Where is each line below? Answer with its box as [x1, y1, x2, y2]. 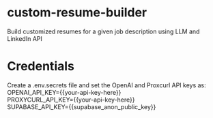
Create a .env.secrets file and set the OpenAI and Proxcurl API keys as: [7, 80, 206, 89]
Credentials [7, 59, 75, 74]
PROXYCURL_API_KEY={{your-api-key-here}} [7, 95, 135, 104]
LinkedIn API [7, 34, 43, 42]
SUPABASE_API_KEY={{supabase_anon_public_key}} [7, 102, 156, 110]
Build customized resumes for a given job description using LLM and [7, 27, 200, 35]
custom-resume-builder [7, 5, 147, 20]
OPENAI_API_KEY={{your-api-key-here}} [7, 88, 122, 96]
